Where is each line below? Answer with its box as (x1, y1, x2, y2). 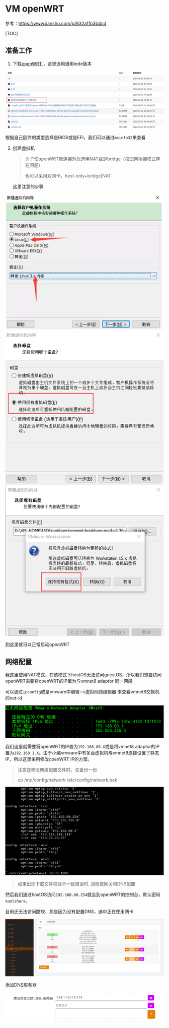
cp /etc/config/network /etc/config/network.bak (17, 777, 117, 783)
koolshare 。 (5, 897, 30, 904)
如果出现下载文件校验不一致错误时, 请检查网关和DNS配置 (17, 880, 136, 887)
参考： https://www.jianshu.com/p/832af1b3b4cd (5, 20, 107, 26)
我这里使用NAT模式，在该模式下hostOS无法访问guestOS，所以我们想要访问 (5, 672, 162, 678)
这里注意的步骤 (12, 183, 44, 189)
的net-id (5, 695, 23, 701)
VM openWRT (5, 3, 64, 15)
